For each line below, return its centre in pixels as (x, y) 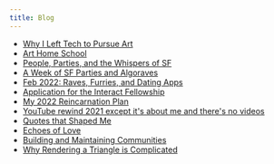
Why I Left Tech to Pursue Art (78, 43)
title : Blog (32, 18)
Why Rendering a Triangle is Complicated (100, 150)
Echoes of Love (52, 130)
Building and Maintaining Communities (94, 140)
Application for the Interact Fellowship (93, 92)
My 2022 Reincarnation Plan (75, 101)
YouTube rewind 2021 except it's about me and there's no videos (143, 111)
